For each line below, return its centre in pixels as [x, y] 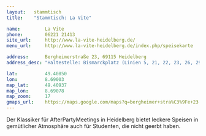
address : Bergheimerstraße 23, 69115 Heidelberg [77, 57]
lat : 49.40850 [37, 74]
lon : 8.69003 [35, 79]
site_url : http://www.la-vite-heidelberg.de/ [71, 40]
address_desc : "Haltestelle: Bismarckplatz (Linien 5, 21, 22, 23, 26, [100, 62]
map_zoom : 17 [29, 96]
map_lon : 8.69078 [35, 91]
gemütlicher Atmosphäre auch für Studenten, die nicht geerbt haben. [93, 126]
